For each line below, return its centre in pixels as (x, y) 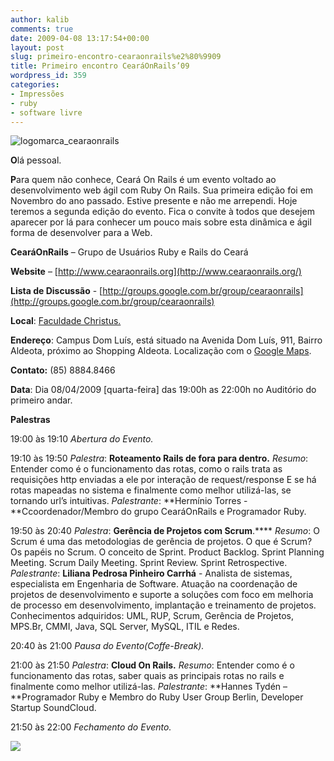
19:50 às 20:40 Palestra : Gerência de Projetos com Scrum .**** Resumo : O (165, 531)
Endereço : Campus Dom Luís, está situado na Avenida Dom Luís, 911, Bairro (166, 340)
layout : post (37, 47)
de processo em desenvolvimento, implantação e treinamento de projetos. (163, 605)
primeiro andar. (41, 400)
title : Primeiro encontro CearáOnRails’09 (100, 66)
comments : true (42, 29)
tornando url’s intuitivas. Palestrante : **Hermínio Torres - (129, 501)
